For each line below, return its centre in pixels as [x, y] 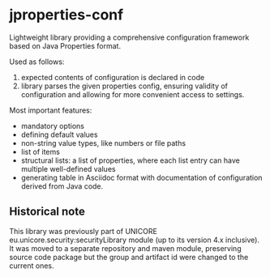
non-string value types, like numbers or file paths [103, 143]
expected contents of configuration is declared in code [113, 77]
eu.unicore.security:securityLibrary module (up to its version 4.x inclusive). [135, 240]
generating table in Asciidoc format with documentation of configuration [141, 177]
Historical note [47, 212]
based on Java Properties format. [65, 45]
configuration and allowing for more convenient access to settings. [133, 94]
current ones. [32, 266]
